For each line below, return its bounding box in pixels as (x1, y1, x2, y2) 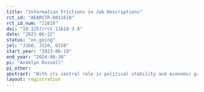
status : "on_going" (6, 37, 56, 43)
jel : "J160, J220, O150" (6, 43, 69, 49)
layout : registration (6, 76, 61, 82)
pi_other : (6, 65, 32, 71)
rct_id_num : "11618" (6, 20, 59, 26)
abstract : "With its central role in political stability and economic (6, 71, 191, 77)
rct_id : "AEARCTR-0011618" (6, 15, 75, 21)
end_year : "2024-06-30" (6, 54, 67, 60)
